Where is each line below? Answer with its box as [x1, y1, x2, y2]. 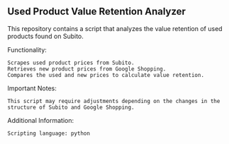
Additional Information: [7, 116, 74, 124]
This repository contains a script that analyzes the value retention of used [7, 24, 223, 32]
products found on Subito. [7, 32, 84, 40]
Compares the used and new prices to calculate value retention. [7, 71, 204, 78]
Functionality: [7, 45, 48, 54]
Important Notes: [7, 84, 57, 92]
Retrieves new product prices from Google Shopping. [7, 65, 167, 73]
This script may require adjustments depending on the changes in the [7, 97, 220, 104]
